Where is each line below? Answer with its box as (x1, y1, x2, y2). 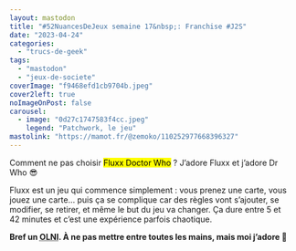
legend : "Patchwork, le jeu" (26, 124, 137, 133)
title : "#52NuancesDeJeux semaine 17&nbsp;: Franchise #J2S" (9, 22, 248, 31)
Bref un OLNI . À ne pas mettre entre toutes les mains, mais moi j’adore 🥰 (9, 231, 288, 242)
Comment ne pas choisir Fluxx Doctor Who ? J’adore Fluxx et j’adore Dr (9, 157, 279, 168)
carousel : (9, 107, 48, 116)
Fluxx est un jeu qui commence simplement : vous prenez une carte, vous (9, 184, 288, 195)
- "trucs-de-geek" (17, 47, 89, 57)
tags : (9, 56, 30, 65)
